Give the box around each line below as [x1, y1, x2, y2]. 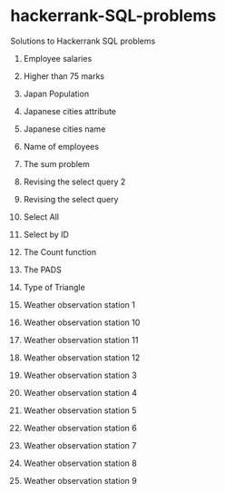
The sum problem [23, 158, 90, 169]
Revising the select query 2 [23, 176, 126, 187]
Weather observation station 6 [23, 422, 137, 433]
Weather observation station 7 [23, 439, 137, 450]
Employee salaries [23, 53, 93, 64]
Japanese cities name [23, 123, 106, 134]
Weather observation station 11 [23, 334, 139, 345]
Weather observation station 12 [23, 351, 141, 363]
